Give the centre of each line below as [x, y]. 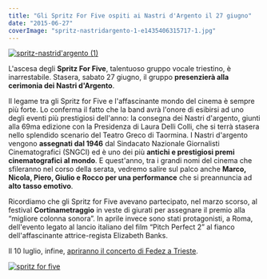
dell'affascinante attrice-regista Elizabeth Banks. [88, 236]
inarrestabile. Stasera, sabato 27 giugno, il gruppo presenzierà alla [119, 78]
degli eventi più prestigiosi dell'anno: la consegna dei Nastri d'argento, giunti [134, 118]
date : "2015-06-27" [41, 23]
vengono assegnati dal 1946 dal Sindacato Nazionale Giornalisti [114, 144]
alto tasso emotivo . [41, 186]
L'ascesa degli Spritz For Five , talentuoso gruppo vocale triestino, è [120, 69]
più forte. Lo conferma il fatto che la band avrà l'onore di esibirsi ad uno [126, 110]
